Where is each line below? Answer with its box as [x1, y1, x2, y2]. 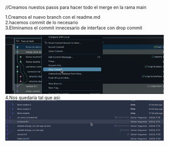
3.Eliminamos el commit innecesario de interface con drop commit [5, 25, 142, 31]
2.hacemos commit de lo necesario [5, 20, 78, 25]
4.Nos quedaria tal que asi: [5, 94, 61, 101]
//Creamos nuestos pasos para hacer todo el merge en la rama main [5, 5, 147, 10]
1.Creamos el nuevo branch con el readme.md [5, 14, 101, 20]
